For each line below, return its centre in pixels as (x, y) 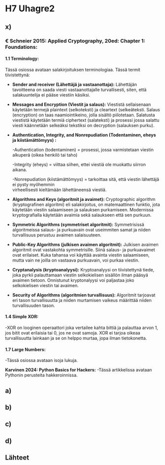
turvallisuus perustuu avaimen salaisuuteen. (57, 235)
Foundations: (21, 47)
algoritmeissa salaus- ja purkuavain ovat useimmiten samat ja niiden (82, 230)
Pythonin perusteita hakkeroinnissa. (41, 375)
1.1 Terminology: (22, 59)
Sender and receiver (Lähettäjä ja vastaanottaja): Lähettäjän (74, 84)
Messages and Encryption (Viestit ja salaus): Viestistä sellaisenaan (82, 104)
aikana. (19, 169)
